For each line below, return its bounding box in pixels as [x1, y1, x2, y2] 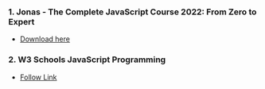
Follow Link [19, 72, 57, 82]
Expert [8, 16, 35, 27]
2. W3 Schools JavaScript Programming [8, 54, 166, 65]
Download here [19, 34, 70, 44]
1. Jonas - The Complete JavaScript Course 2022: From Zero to [8, 6, 257, 17]
